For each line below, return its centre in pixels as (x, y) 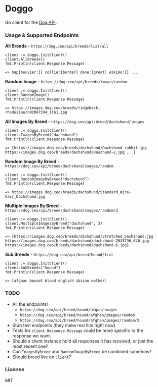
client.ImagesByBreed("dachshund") (42, 135)
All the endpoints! (30, 304)
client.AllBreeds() (25, 59)
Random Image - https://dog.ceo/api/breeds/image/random (66, 82)
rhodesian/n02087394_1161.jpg (36, 112)
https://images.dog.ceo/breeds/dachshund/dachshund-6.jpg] (67, 245)
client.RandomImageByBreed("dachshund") (47, 179)
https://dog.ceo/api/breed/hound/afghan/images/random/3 (79, 320)
